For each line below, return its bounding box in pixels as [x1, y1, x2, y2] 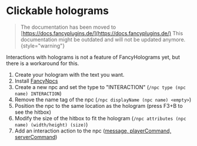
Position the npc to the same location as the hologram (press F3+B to [14, 102, 183, 109]
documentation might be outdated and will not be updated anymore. [20, 36, 186, 43]
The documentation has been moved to [20, 23, 116, 30]
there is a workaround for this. [6, 60, 79, 67]
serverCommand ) [14, 133, 58, 140]
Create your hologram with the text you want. [14, 71, 125, 78]
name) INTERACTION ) [14, 90, 62, 97]
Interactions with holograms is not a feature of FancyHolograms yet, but [6, 53, 181, 60]
